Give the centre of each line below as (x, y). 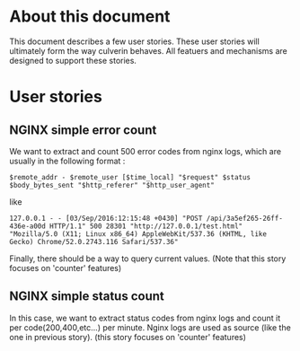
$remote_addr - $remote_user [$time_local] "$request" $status (130, 177)
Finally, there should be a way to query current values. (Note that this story (148, 259)
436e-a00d (28, 226)
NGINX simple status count (87, 297)
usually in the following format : (67, 161)
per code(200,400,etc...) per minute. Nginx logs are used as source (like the (150, 327)
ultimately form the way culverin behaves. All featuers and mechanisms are (148, 50)
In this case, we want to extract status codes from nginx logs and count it (145, 318)
